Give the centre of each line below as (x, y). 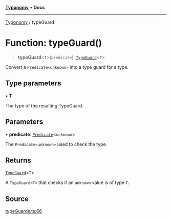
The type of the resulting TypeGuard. (44, 105)
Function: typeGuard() (54, 43)
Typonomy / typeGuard (30, 22)
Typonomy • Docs (25, 7)
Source (17, 199)
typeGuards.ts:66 (24, 211)
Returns (18, 160)
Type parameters (33, 84)
